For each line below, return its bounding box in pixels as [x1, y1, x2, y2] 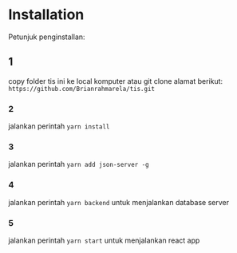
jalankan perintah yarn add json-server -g [8, 160, 149, 169]
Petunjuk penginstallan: [8, 32, 85, 42]
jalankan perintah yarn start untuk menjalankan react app [8, 235, 200, 245]
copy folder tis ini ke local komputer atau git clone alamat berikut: [8, 76, 223, 85]
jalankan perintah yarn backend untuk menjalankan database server [8, 197, 230, 207]
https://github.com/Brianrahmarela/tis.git [8, 85, 156, 93]
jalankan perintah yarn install [8, 121, 110, 131]
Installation [8, 6, 85, 24]
